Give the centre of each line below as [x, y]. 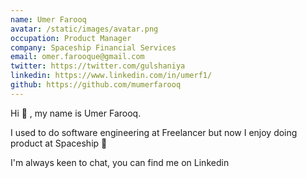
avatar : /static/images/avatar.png [84, 29]
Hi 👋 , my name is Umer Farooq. [76, 113]
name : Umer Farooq [48, 19]
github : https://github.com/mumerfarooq [96, 85]
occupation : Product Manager [71, 38]
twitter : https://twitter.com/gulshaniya [98, 66]
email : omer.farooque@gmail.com [77, 57]
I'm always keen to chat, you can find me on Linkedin [120, 162]
